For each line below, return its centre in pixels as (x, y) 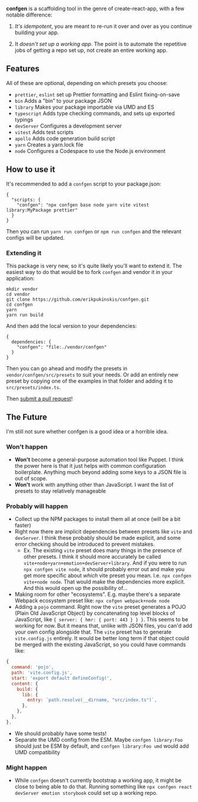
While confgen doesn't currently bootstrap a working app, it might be (98, 780)
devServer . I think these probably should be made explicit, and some (98, 538)
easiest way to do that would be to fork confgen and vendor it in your (90, 272)
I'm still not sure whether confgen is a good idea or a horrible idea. (87, 431)
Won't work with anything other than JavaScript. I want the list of (94, 485)
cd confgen (20, 304)
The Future (27, 417)
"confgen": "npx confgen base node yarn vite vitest (83, 205)
